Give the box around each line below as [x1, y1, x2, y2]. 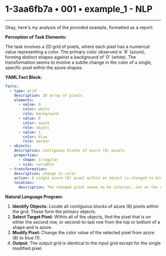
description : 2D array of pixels [14, 93, 83, 98]
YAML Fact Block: [5, 74, 42, 80]
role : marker [23, 139, 50, 144]
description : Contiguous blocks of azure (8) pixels [14, 148, 125, 153]
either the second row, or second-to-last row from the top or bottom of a [12, 219, 161, 225]
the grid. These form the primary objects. [12, 209, 96, 214]
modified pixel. [12, 246, 43, 252]
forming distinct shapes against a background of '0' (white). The [5, 54, 136, 60]
